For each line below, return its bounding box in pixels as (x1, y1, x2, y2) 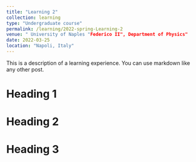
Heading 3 (6, 143, 59, 157)
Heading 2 (6, 115, 59, 129)
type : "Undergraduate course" (6, 20, 83, 26)
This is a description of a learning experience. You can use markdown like (6, 59, 191, 67)
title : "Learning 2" (6, 8, 59, 15)
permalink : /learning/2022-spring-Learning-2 (6, 25, 123, 32)
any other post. (6, 66, 44, 73)
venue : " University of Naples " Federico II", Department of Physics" (6, 32, 188, 38)
